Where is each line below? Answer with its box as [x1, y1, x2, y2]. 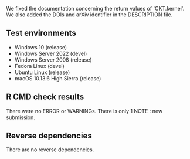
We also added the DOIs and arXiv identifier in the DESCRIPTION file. [6, 11, 173, 18]
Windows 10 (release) [14, 43, 67, 50]
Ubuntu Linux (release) [14, 69, 70, 76]
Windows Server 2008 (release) [14, 56, 92, 63]
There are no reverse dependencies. [6, 146, 94, 153]
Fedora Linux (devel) [14, 62, 65, 69]
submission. [6, 114, 35, 121]
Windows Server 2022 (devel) [14, 50, 87, 57]
